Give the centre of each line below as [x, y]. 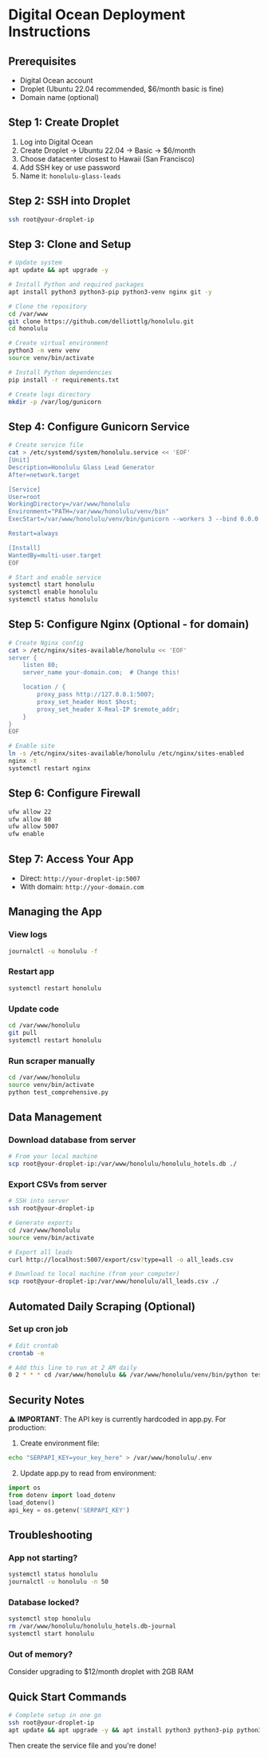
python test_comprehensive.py [59, 1092]
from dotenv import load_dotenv [62, 1495]
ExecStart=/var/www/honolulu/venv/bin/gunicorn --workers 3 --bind [123, 519]
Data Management [55, 1117]
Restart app [31, 972]
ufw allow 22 [30, 812]
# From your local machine [53, 1157]
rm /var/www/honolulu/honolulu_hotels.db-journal [93, 1626]
